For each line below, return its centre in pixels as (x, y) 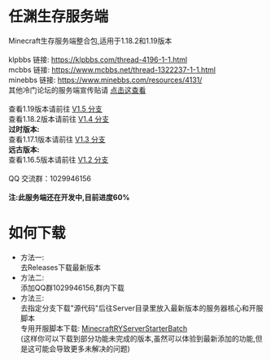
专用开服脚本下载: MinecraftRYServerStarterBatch (104, 328)
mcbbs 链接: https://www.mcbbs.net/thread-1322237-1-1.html (112, 69)
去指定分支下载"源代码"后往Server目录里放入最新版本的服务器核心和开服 (142, 308)
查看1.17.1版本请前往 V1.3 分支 (57, 139)
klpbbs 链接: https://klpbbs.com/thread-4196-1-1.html (98, 59)
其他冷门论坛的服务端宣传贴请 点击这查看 (77, 89)
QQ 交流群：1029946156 (50, 178)
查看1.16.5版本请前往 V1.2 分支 (59, 159)
